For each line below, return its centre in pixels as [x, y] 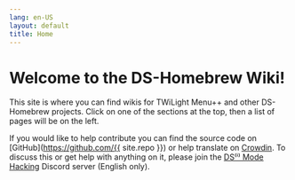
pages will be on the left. [54, 121]
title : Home [31, 34]
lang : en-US [31, 17]
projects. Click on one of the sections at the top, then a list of [163, 112]
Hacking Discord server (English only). [80, 167]
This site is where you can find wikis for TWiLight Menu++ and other [135, 102]
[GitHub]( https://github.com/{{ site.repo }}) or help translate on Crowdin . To [147, 148]
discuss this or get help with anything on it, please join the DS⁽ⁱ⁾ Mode [136, 157]
